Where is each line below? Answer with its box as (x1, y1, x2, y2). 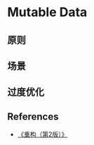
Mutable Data (7, 4, 88, 20)
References (7, 111, 59, 122)
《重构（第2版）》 (17, 130, 68, 139)
